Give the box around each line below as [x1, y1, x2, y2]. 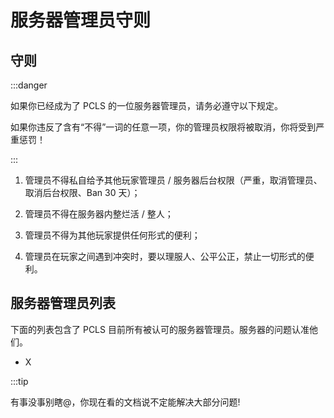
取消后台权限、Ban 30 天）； [24, 187, 141, 198]
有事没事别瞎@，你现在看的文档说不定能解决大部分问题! [10, 396, 241, 408]
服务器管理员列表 [10, 295, 116, 312]
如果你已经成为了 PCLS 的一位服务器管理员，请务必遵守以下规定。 [10, 100, 283, 111]
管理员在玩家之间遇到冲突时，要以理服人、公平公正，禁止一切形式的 [24, 251, 306, 262]
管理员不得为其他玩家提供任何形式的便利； [24, 229, 201, 241]
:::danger [10, 79, 48, 91]
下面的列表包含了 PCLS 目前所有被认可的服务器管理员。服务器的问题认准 [10, 323, 310, 335]
